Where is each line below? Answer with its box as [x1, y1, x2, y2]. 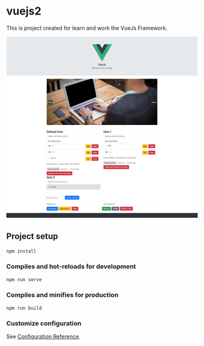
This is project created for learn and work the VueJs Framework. [6, 24, 168, 32]
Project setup [6, 231, 59, 242]
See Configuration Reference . [6, 333, 81, 341]
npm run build [6, 305, 42, 311]
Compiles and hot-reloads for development [6, 262, 137, 271]
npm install [6, 248, 36, 254]
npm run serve [6, 276, 42, 283]
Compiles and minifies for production [6, 290, 118, 299]
